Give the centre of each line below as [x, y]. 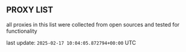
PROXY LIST [30, 10]
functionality [22, 31]
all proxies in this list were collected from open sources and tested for [93, 24]
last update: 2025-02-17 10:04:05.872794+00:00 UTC [71, 42]
